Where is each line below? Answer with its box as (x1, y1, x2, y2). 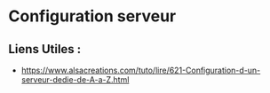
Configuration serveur (8, 6, 177, 27)
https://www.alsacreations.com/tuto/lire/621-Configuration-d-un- (20, 65, 261, 75)
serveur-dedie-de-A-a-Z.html (20, 74, 130, 85)
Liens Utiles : (8, 42, 82, 57)
